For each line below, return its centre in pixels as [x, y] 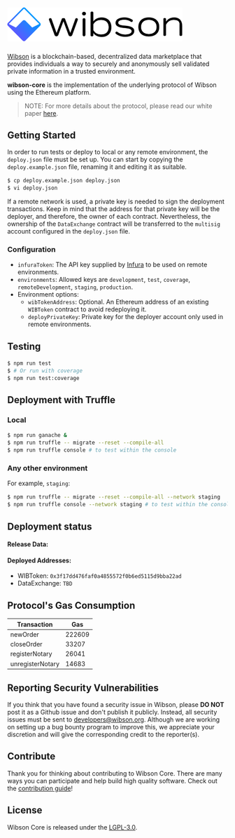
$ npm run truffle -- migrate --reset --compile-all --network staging [114, 497]
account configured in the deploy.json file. [69, 231]
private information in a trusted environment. [72, 71]
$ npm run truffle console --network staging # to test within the [108, 505]
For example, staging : [39, 483]
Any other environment [48, 468]
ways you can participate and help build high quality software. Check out [113, 780]
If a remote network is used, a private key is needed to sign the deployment [116, 202]
